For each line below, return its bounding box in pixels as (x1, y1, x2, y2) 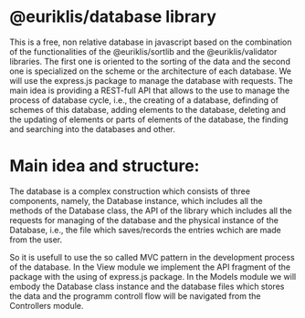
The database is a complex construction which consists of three (9, 185, 251, 197)
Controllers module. (9, 300, 84, 311)
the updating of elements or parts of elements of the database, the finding (9, 114, 289, 125)
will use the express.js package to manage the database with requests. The (9, 75, 294, 86)
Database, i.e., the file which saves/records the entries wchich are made (9, 224, 281, 235)
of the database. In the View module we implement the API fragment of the (9, 262, 290, 272)
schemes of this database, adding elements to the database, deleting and (9, 104, 286, 115)
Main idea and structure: (9, 156, 200, 177)
